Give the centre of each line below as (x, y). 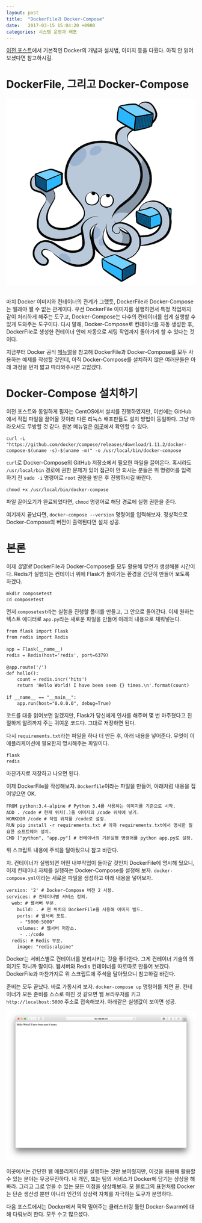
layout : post (23, 13)
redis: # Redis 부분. (37, 941)
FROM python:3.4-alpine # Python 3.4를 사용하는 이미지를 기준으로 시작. (91, 807)
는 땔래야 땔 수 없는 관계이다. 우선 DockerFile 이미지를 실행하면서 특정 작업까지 (99, 309)
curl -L (16, 439)
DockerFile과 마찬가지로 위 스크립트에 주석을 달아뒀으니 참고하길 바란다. (91, 974)
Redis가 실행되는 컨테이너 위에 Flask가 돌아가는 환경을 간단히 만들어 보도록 (102, 574)
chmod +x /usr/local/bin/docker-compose (58, 490)
